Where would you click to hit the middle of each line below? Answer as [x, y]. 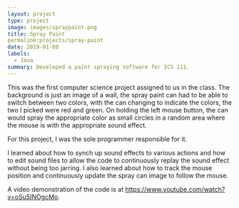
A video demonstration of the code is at [65, 189]
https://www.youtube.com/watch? [175, 189]
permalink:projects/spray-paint [55, 41]
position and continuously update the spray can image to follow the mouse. [118, 175]
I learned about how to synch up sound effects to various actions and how [117, 152]
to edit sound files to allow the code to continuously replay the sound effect [118, 160]
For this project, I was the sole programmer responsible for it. [97, 139]
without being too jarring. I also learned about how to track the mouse [110, 167]
